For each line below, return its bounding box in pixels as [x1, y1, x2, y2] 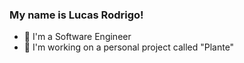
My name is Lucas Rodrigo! [9, 8, 144, 22]
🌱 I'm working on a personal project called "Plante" [23, 41, 235, 53]
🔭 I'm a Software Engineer [23, 31, 132, 43]
